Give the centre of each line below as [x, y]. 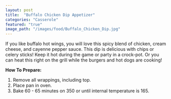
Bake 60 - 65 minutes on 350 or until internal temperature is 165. [81, 91]
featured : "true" [24, 24]
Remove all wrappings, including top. [52, 80]
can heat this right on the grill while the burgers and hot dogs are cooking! [84, 60]
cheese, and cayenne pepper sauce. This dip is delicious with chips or [80, 49]
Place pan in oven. [32, 86]
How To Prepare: [24, 70]
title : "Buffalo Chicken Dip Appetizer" [50, 15]
